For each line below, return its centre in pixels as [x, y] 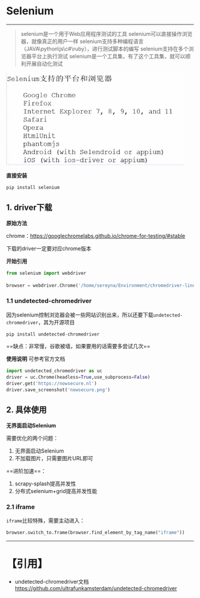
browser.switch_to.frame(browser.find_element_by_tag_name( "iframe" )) [96, 533]
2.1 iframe [21, 507]
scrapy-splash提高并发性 [45, 484]
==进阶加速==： [26, 471]
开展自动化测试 [44, 63]
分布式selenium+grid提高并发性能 [56, 491]
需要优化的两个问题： [32, 438]
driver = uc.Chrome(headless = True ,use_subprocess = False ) [78, 377]
